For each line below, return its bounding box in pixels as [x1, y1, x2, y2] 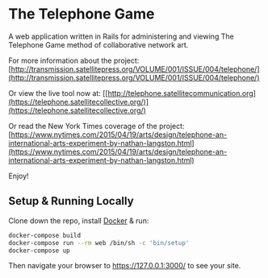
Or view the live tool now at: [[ [8, 88, 108, 98]
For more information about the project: [8, 56, 140, 65]
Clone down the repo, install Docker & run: [8, 215, 149, 226]
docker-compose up [8, 247, 70, 255]
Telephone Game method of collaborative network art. [8, 39, 189, 49]
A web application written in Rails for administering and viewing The [8, 31, 234, 41]
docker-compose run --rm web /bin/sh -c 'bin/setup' [8, 239, 190, 247]
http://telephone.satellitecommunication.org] [107, 88, 257, 98]
